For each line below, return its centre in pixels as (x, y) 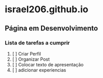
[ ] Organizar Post (31, 59)
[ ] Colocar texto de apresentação (48, 64)
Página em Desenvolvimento (51, 28)
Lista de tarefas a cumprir (37, 43)
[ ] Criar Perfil (27, 54)
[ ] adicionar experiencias (39, 70)
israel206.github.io (47, 9)
